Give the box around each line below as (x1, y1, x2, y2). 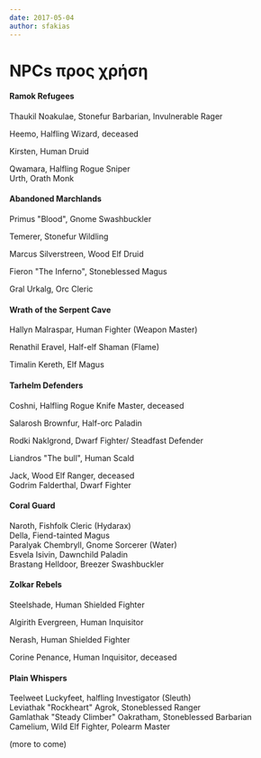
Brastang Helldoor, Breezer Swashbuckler (9, 559, 165, 569)
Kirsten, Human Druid (9, 145, 90, 156)
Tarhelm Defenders (9, 380, 84, 391)
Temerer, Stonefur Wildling (9, 231, 109, 242)
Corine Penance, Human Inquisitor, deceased (9, 652, 177, 662)
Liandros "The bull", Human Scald (9, 452, 135, 463)
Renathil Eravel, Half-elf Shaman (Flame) (9, 342, 160, 353)
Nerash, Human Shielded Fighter (9, 633, 130, 645)
